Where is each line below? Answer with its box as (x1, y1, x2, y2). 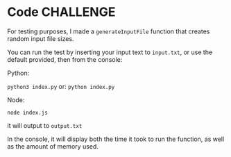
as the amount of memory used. (7, 142, 99, 150)
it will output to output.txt (7, 121, 83, 129)
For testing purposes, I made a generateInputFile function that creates (7, 27, 210, 35)
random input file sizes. (7, 34, 74, 42)
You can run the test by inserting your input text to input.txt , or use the (7, 48, 213, 56)
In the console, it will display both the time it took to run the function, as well (7, 135, 225, 143)
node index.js (7, 109, 49, 116)
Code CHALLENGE (7, 4, 116, 20)
